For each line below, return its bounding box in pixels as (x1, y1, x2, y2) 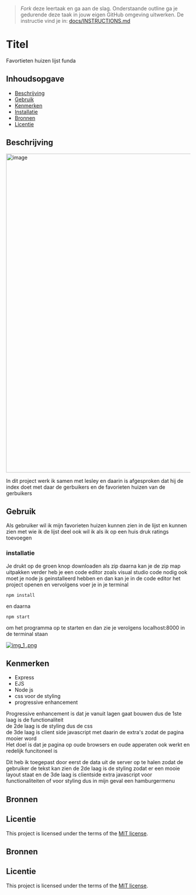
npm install (6, 592, 35, 598)
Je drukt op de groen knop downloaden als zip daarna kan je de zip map (6, 562, 181, 569)
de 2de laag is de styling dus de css (6, 723, 93, 730)
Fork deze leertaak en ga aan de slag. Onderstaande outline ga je (20, 5, 178, 12)
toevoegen (6, 534, 32, 541)
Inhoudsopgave (6, 74, 64, 84)
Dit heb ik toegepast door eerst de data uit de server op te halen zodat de (6, 759, 183, 766)
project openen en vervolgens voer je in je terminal (6, 581, 129, 588)
